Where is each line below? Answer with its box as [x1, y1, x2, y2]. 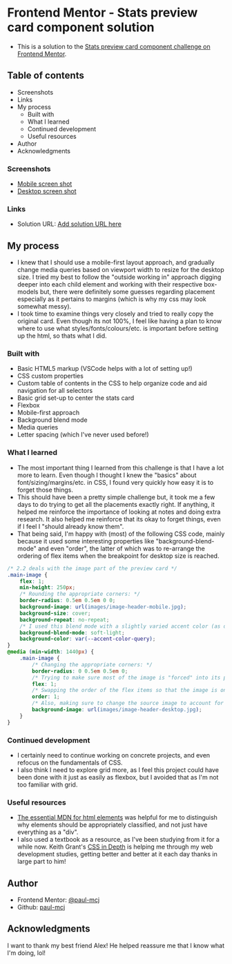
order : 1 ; [32, 693, 60, 700]
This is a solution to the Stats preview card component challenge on [17, 42, 211, 50]
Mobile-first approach [17, 409, 80, 417]
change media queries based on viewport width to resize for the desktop [17, 266, 224, 274]
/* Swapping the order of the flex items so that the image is [32, 687, 217, 694]
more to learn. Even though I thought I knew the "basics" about [17, 471, 197, 479]
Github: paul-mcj [17, 903, 66, 912]
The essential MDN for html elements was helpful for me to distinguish [17, 813, 217, 822]
